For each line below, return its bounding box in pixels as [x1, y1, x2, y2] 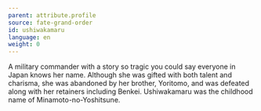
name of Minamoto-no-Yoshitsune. [8, 95, 121, 105]
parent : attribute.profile [8, 11, 96, 20]
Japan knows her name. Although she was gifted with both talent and [8, 70, 233, 80]
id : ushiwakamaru [8, 26, 65, 34]
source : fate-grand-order [8, 19, 92, 27]
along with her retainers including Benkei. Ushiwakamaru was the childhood [8, 87, 253, 96]
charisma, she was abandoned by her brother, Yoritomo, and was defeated [8, 79, 249, 88]
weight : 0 [8, 41, 41, 48]
